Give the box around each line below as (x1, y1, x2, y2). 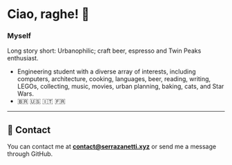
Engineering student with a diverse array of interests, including (17, 67, 196, 76)
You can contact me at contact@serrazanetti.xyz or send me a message (7, 142, 216, 151)
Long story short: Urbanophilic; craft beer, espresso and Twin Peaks (7, 46, 202, 55)
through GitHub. (7, 150, 53, 158)
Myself (7, 31, 32, 41)
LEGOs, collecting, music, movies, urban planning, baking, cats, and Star (17, 82, 224, 91)
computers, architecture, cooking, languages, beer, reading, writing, (17, 75, 211, 83)
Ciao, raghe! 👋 (7, 6, 90, 22)
